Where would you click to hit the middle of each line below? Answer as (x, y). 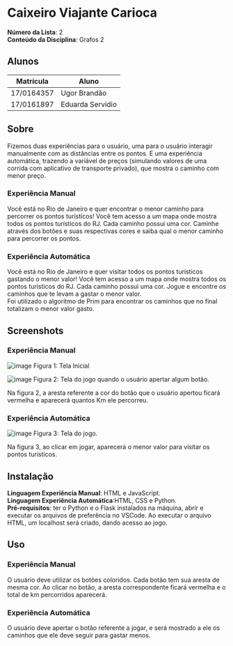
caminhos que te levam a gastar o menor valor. (74, 294)
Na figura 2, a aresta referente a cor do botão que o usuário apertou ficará (114, 393)
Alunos (23, 62)
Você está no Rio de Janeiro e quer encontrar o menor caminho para (105, 209)
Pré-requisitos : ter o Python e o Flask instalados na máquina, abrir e (105, 508)
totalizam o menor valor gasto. (51, 309)
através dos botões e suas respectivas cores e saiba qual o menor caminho (115, 231)
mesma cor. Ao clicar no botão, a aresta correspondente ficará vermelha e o (116, 587)
